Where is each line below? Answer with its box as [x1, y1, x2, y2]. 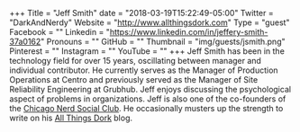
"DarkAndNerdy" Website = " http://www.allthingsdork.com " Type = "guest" [9, 17, 290, 28]
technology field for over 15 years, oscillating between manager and [9, 56, 261, 66]
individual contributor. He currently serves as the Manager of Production [9, 65, 278, 75]
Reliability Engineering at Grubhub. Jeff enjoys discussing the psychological [9, 84, 291, 94]
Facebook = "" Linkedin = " [9, 27, 111, 37]
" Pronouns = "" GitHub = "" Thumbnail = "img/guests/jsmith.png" [40, 36, 286, 47]
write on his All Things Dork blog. [9, 112, 133, 123]
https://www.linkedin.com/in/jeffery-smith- [109, 27, 268, 37]
